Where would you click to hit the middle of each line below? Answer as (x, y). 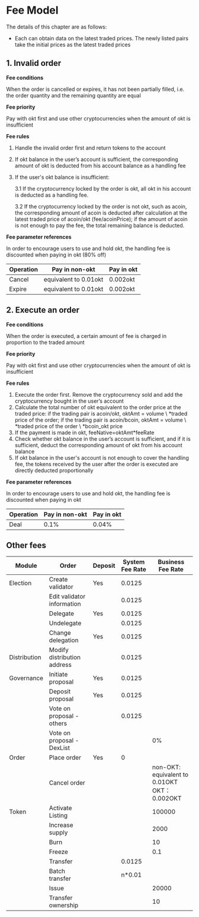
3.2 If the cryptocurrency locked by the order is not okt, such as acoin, (101, 206)
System (134, 562)
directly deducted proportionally (54, 470)
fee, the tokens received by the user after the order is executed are (97, 464)
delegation (64, 640)
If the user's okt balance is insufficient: (62, 177)
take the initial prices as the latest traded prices (73, 45)
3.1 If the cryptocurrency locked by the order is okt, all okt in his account (103, 188)
